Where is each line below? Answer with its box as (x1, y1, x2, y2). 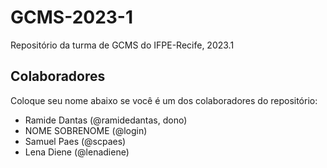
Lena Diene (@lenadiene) (24, 146, 130, 158)
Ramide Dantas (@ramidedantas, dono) (24, 114, 188, 126)
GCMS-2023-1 (10, 6, 134, 29)
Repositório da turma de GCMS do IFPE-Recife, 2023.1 (10, 39, 235, 51)
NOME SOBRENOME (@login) (24, 124, 148, 136)
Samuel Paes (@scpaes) (24, 135, 127, 147)
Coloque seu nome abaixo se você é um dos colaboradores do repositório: (10, 94, 318, 106)
